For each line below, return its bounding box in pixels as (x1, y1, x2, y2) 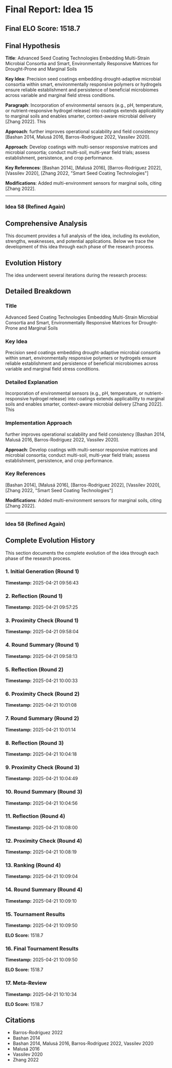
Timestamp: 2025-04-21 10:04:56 (5, 800, 78, 806)
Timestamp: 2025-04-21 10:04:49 (5, 775, 78, 782)
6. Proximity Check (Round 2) (5, 690, 80, 697)
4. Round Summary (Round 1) (5, 642, 79, 649)
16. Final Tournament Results (5, 945, 79, 952)
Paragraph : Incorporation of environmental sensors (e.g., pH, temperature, (5, 102, 163, 108)
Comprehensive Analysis (5, 219, 88, 228)
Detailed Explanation (5, 378, 58, 385)
